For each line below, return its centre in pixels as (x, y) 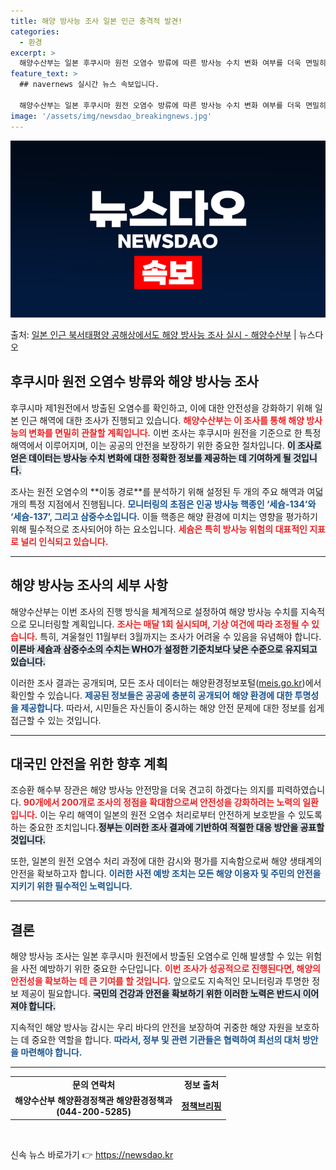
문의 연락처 (94, 1084)
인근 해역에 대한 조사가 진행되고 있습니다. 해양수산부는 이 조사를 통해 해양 (162, 420)
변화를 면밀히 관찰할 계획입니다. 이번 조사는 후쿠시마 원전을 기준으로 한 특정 (175, 432)
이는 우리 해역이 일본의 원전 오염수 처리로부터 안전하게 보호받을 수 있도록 (181, 815)
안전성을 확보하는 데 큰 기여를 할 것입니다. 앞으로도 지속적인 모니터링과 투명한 (160, 981)
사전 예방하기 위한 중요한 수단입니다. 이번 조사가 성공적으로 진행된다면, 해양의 (170, 969)
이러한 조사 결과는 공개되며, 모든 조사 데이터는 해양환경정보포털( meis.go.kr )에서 (166, 682)
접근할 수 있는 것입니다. (56, 720)
